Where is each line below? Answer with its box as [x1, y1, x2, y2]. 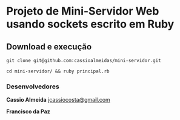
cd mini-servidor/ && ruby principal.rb [6, 68, 110, 74]
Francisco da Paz [6, 108, 50, 115]
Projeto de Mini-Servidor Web [6, 4, 159, 18]
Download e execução [6, 41, 92, 52]
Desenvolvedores [6, 82, 59, 91]
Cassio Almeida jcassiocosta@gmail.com [6, 96, 110, 104]
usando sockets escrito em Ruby [6, 17, 175, 31]
